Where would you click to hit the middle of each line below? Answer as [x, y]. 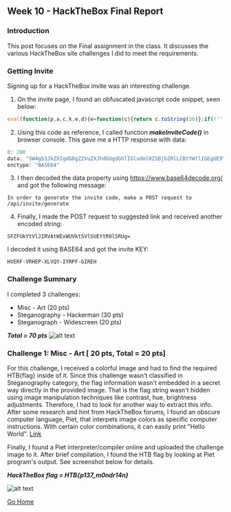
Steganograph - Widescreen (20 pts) [69, 322]
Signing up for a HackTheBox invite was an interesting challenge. [99, 86]
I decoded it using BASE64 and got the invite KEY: [78, 249]
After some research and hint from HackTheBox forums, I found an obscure [114, 412]
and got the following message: [62, 186]
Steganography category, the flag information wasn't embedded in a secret [114, 383]
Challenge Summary [42, 279]
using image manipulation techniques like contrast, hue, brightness [102, 397]
